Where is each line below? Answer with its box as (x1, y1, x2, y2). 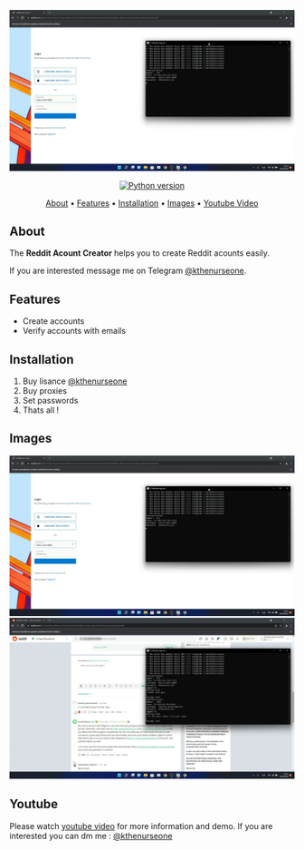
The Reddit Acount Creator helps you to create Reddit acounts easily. (9, 248, 270, 259)
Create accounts (22, 316, 85, 327)
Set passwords (22, 395, 79, 405)
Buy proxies (22, 385, 68, 396)
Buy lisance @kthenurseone (22, 376, 128, 386)
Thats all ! (22, 405, 60, 415)
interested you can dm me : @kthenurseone (9, 830, 173, 841)
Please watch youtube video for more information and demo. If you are (9, 820, 273, 831)
